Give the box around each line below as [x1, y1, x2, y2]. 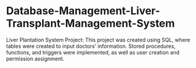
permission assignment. [6, 55, 65, 62]
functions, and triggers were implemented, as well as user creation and [6, 48, 179, 56]
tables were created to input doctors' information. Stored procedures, [6, 43, 176, 50]
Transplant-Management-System [6, 17, 175, 30]
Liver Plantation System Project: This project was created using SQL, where [6, 36, 191, 43]
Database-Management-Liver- [6, 4, 160, 18]
